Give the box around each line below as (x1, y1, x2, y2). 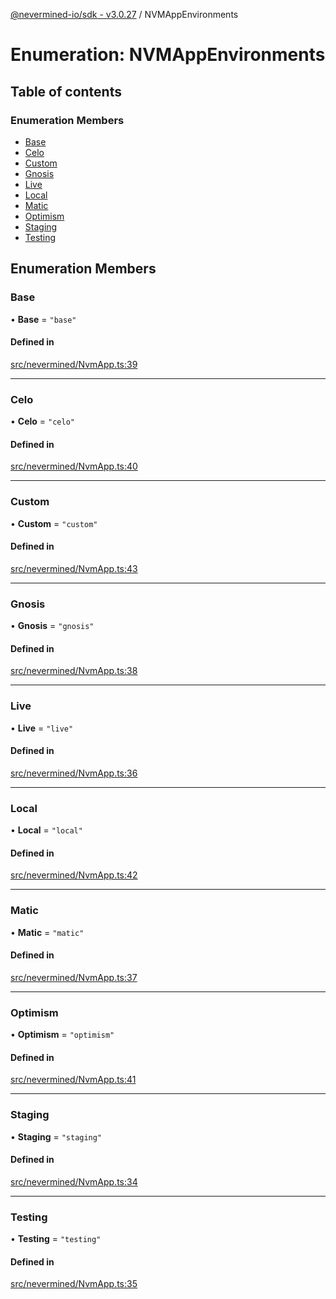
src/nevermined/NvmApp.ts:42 (10, 869, 138, 881)
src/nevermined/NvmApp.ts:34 (10, 1175, 138, 1188)
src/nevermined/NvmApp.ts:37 (10, 971, 138, 983)
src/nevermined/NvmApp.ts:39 (10, 358, 138, 370)
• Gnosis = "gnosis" (10, 620, 95, 632)
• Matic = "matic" (10, 926, 85, 938)
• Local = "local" (10, 824, 83, 836)
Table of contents (10, 83, 122, 100)
